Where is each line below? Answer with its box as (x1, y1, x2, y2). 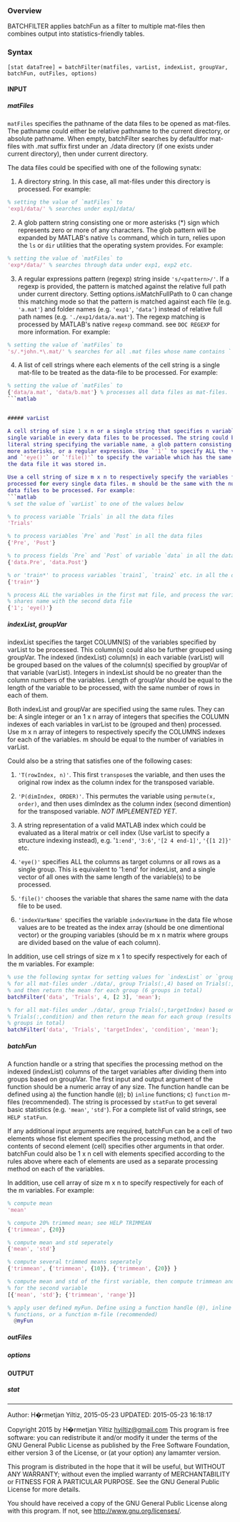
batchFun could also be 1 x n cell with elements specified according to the (7, 1149, 225, 1158)
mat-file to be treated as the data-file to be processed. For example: (17, 369, 218, 377)
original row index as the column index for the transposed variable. (17, 778, 215, 787)
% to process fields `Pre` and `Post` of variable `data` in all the (7, 552, 219, 559)
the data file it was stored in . (7, 461, 107, 468)
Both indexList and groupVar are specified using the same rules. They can (7, 705, 225, 714)
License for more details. (7, 1485, 81, 1493)
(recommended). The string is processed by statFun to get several (21, 1098, 217, 1106)
